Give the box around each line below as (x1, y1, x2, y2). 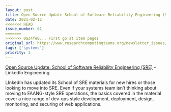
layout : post (5, 7, 33, 13)
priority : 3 (5, 50, 31, 55)
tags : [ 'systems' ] (5, 45, 44, 50)
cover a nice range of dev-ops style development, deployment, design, (5, 95, 154, 102)
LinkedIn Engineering (5, 69, 50, 75)
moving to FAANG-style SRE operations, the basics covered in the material (5, 90, 161, 96)
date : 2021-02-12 (5, 17, 42, 22)
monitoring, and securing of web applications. (5, 101, 102, 107)
